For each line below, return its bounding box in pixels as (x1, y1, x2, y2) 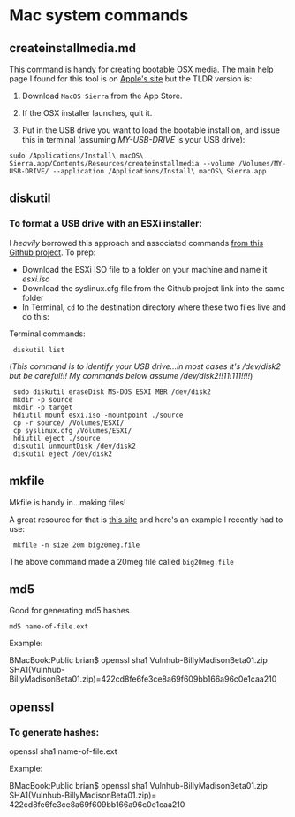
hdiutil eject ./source (12, 434, 101, 443)
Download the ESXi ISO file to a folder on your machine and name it (21, 264, 268, 274)
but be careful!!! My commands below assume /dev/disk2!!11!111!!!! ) (9, 370, 253, 381)
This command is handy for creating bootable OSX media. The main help (9, 64, 274, 74)
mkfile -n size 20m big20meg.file (12, 541, 140, 550)
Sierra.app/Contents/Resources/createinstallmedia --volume (9, 159, 236, 168)
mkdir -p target (12, 403, 73, 412)
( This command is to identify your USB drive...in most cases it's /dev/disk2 (9, 360, 281, 372)
